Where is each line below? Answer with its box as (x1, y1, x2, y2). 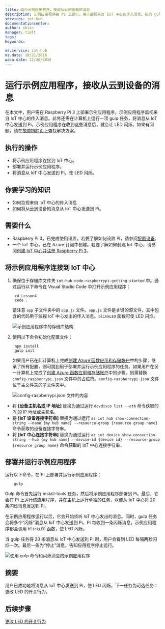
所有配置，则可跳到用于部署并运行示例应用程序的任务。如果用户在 (21, 363, 155, 369)
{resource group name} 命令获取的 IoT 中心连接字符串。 (12, 442, 125, 448)
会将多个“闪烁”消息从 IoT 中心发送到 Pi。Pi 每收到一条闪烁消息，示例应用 (5, 519, 152, 526)
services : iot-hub (5, 16, 43, 21)
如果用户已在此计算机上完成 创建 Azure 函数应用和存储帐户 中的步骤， (12, 357, 152, 363)
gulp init (14, 348, 35, 353)
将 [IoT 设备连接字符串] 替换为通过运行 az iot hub (12, 415, 113, 421)
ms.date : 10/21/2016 (5, 53, 48, 57)
